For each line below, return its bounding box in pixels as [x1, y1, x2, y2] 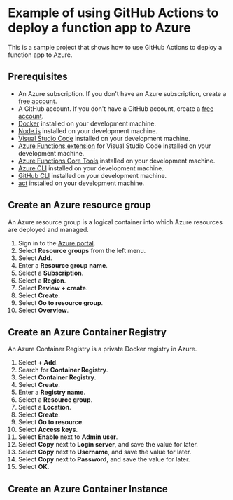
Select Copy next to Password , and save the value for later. [17, 455, 190, 464]
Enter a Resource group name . [17, 261, 108, 269]
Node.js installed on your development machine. [17, 126, 158, 135]
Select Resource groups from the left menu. [17, 246, 146, 255]
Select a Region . [17, 276, 66, 285]
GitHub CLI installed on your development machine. [17, 171, 167, 180]
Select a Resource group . [17, 396, 93, 404]
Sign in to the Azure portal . [17, 238, 96, 247]
